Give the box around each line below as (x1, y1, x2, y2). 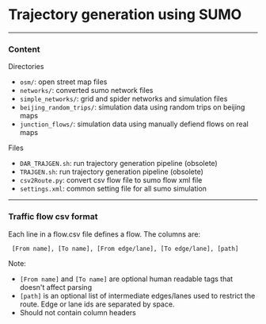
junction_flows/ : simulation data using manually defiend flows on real (19, 119, 249, 129)
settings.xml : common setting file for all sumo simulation (19, 184, 207, 194)
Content (8, 44, 41, 55)
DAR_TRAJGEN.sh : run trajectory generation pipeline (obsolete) (19, 159, 218, 168)
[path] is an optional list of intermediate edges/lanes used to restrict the (19, 291, 256, 300)
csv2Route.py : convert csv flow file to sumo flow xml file (19, 175, 203, 185)
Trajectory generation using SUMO (8, 6, 242, 24)
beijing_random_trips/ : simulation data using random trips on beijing (19, 102, 245, 112)
